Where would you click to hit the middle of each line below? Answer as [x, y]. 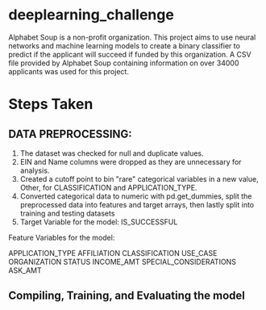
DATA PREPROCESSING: [71, 134]
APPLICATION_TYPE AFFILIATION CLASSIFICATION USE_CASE [113, 253]
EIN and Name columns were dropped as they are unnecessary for [131, 161]
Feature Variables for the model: [62, 237]
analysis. [35, 170]
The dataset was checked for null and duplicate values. [112, 153]
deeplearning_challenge [91, 15]
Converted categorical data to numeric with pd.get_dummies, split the [136, 196]
